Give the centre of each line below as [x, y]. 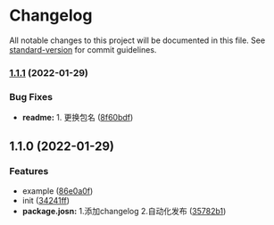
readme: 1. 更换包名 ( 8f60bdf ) [78, 118]
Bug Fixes [31, 96]
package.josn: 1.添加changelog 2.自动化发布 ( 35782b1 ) [124, 211]
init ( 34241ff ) [46, 200]
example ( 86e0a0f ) [58, 191]
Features [29, 171]
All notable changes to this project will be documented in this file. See [137, 40]
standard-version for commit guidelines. [83, 49]
